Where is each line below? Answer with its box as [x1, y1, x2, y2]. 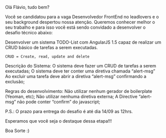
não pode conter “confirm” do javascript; [17, 99, 101, 105]
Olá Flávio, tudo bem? [5, 4, 50, 10]
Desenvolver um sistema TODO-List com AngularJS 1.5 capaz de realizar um [5, 39, 162, 45]
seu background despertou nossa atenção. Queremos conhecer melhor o [5, 19, 155, 25]
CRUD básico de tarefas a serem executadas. [5, 45, 98, 50]
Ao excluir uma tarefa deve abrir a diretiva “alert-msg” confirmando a [5, 73, 147, 79]
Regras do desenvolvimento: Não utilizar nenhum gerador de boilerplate [5, 88, 153, 94]
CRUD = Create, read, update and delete [5, 54, 90, 59]
